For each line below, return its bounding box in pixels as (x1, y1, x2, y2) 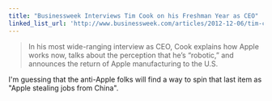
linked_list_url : (8, 19, 67, 27)
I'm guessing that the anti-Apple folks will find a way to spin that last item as (8, 74, 262, 84)
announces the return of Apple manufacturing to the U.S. (28, 58, 219, 69)
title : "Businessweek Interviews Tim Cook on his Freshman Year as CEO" (8, 11, 259, 20)
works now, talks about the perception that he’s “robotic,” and (28, 50, 235, 60)
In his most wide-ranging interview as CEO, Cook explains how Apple (28, 41, 259, 51)
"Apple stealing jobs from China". (8, 82, 119, 93)
